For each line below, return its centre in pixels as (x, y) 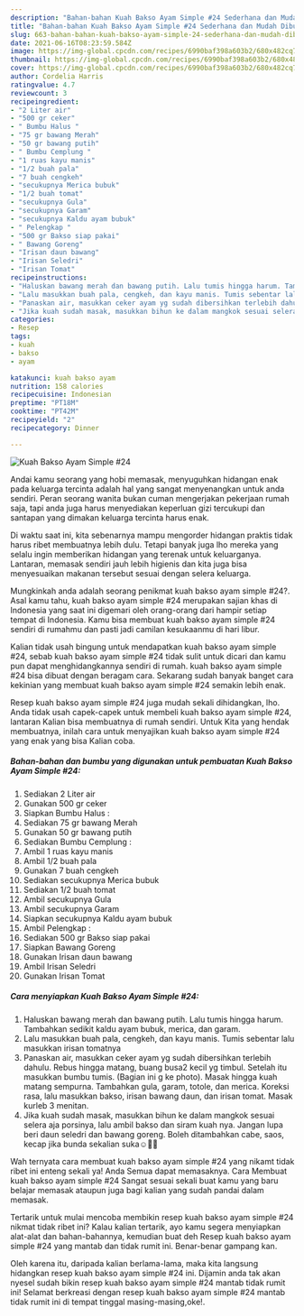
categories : (32, 320)
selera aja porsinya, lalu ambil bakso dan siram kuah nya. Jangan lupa (153, 1125)
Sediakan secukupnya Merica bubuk (91, 879)
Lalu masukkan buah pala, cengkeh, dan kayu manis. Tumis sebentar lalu (159, 1038)
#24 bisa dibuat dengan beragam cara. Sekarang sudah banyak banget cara (152, 675)
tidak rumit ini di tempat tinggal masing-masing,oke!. (108, 1302)
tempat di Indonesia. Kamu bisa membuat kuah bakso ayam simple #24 (143, 620)
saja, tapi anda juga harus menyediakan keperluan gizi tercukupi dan (138, 508)
